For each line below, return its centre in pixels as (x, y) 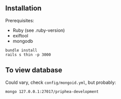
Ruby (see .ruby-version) (39, 30)
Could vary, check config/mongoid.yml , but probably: (60, 82)
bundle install (21, 50)
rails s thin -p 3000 (28, 55)
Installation (23, 8)
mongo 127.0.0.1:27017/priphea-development (52, 91)
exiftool (21, 35)
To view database (34, 70)
